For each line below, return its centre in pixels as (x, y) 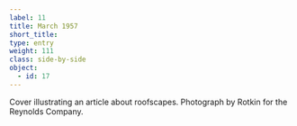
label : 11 (28, 18)
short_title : (34, 34)
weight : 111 (31, 51)
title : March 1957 (44, 26)
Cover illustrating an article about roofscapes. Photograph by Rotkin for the (148, 102)
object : (24, 68)
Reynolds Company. (46, 111)
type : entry (31, 43)
